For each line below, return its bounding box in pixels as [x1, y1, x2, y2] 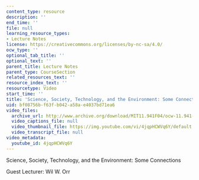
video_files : [6, 107, 38, 113]
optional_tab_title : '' [6, 53, 65, 58]
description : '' [6, 14, 46, 20]
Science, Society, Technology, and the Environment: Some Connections [6, 156, 181, 163]
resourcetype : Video [6, 86, 57, 91]
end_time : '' [6, 19, 38, 25]
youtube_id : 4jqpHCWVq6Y [11, 140, 73, 146]
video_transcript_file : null [11, 129, 84, 136]
